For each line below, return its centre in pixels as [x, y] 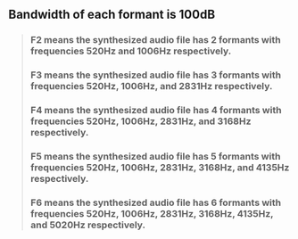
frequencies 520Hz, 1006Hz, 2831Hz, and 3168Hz [141, 121]
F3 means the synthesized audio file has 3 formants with [156, 75]
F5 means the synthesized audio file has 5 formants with [155, 157]
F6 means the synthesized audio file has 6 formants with [156, 202]
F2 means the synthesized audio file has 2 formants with [156, 40]
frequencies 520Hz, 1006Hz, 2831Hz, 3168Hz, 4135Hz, [152, 214]
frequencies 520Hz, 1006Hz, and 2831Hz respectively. [151, 87]
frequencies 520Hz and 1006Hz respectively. [131, 51]
